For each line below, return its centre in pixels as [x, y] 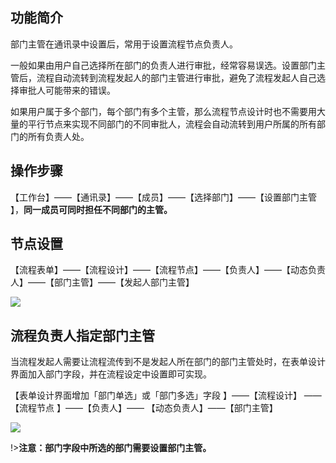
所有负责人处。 [58, 136]
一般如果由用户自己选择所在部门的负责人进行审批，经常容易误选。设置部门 [163, 65]
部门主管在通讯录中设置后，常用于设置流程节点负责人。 [124, 44]
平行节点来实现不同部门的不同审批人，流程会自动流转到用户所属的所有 [172, 124]
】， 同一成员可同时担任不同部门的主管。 [91, 209]
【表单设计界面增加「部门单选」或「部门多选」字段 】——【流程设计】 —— [166, 395]
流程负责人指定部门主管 [82, 335]
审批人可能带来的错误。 [67, 90]
